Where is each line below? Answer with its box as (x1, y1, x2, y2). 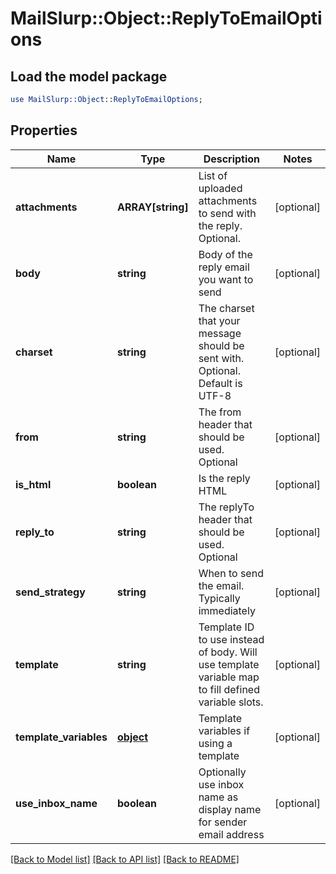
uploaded (198, 181, 243, 195)
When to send (198, 566, 264, 580)
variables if (198, 723, 251, 737)
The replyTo (198, 500, 255, 514)
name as (198, 790, 239, 804)
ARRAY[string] (116, 200, 189, 214)
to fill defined (198, 682, 260, 696)
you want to (198, 272, 254, 286)
